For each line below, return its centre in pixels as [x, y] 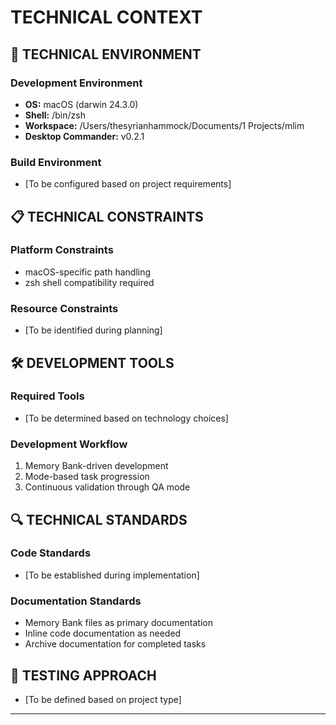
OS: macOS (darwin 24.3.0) [81, 104]
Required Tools [47, 396]
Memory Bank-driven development [96, 466]
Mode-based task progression [87, 477]
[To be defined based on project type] [103, 699]
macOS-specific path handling [88, 272]
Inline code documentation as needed [103, 633]
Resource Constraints [64, 308]
